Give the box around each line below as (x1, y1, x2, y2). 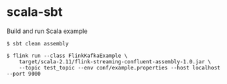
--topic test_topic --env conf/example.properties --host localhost (19, 64, 221, 71)
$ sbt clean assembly (6, 40, 69, 47)
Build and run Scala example (6, 27, 88, 35)
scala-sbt (6, 4, 63, 20)
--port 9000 (6, 70, 41, 77)
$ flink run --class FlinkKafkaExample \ (6, 52, 128, 59)
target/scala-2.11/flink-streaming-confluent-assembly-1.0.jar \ (19, 58, 212, 65)
